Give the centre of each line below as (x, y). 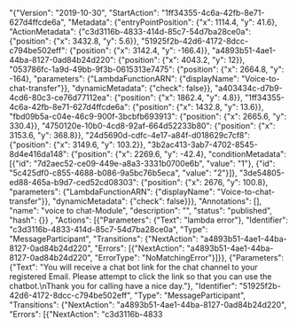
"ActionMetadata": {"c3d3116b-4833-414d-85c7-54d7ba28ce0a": (130, 31)
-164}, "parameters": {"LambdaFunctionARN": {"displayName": (124, 78)
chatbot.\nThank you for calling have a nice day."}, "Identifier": (123, 286)
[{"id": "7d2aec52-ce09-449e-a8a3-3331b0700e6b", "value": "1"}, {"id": (142, 164)
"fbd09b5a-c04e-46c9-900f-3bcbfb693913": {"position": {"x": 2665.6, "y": (148, 116)
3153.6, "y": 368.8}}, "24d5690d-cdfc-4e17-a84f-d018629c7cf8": (130, 135)
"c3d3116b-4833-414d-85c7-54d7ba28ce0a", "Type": (109, 229)
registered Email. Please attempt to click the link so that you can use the (141, 277)
